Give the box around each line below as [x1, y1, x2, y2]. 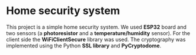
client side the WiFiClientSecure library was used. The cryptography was [6, 36, 186, 43]
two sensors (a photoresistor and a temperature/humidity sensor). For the [6, 29, 191, 36]
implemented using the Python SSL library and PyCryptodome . [6, 42, 162, 49]
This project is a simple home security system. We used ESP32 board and [6, 23, 187, 30]
